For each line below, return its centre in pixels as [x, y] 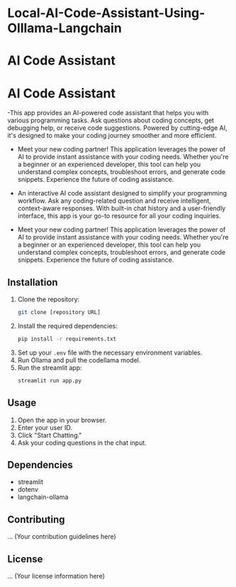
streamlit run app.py [49, 381]
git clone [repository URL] [59, 313]
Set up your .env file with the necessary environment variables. [110, 352]
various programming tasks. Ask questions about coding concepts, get [111, 120]
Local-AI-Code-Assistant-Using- [106, 13]
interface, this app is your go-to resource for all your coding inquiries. [119, 216]
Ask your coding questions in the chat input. [82, 443]
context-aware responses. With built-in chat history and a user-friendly [122, 208]
